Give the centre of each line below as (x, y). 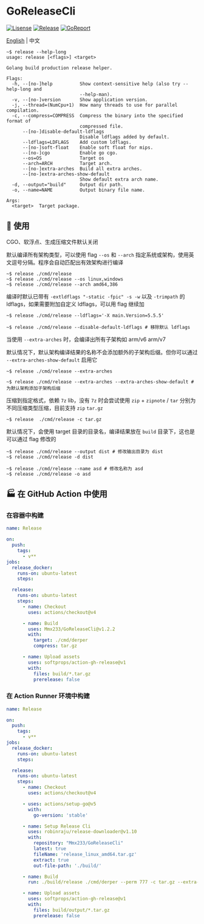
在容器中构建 (25, 516)
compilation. (23, 110)
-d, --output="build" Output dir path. (67, 184)
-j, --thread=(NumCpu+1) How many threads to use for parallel (95, 105)
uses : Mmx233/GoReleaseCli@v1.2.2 (72, 629)
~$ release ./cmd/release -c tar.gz (54, 419)
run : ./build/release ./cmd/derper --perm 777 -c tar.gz (101, 882)
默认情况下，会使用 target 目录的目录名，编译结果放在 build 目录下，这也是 (101, 431)
